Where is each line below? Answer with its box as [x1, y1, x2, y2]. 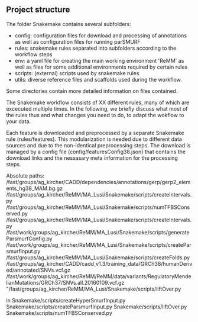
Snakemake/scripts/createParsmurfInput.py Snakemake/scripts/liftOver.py [6, 303, 187, 310]
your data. [6, 118, 31, 125]
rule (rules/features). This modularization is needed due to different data [6, 136, 182, 143]
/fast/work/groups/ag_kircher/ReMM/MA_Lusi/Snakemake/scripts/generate [6, 228, 190, 236]
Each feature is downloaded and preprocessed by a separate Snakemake [6, 129, 184, 136]
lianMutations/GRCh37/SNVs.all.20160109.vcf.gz [6, 279, 125, 286]
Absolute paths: [6, 172, 45, 179]
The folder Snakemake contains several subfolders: [6, 20, 132, 27]
